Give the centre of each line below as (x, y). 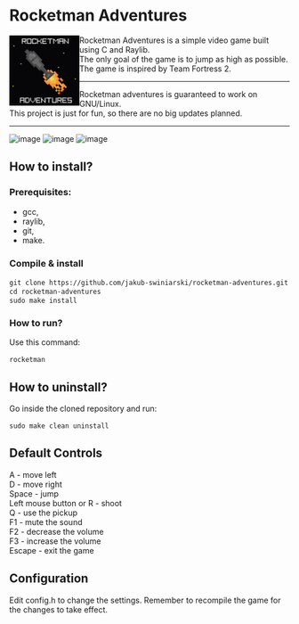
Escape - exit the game (52, 550)
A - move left (33, 474)
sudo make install (43, 300)
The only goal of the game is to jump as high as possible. (184, 59)
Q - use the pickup (44, 513)
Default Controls (56, 453)
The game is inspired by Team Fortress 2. (155, 69)
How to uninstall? (59, 387)
